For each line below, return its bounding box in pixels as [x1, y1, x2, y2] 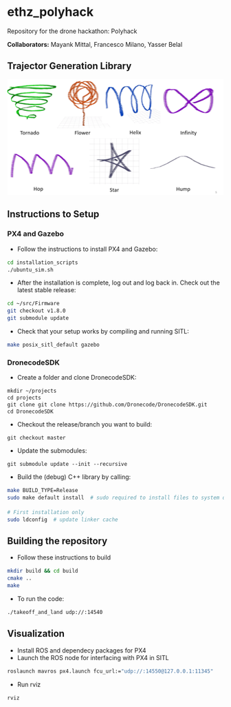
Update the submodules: [16, 447, 87, 455]
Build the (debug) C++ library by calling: [16, 473, 131, 481]
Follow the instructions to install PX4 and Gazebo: [16, 245, 158, 253]
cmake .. [7, 575, 32, 582]
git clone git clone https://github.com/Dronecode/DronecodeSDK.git [7, 401, 208, 409]
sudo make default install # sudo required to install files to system [7, 494, 220, 502]
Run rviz [16, 680, 41, 688]
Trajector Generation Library [7, 60, 132, 72]
